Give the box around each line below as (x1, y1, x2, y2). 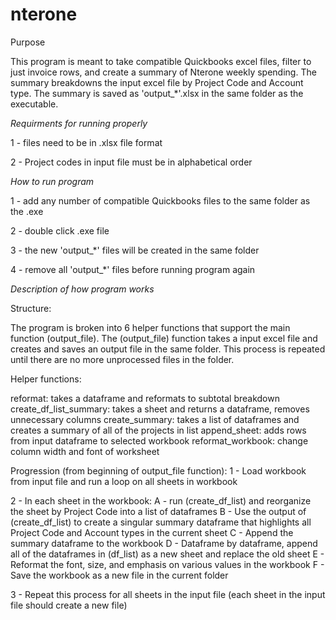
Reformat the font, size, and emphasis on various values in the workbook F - (10, 558, 325, 570)
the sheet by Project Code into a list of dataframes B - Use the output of (10, 505, 307, 517)
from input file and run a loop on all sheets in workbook (10, 475, 238, 487)
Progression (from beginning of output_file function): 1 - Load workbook (10, 464, 307, 477)
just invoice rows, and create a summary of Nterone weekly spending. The (10, 66, 317, 78)
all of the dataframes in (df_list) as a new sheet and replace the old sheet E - (10, 548, 325, 560)
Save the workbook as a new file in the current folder (10, 569, 229, 581)
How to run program (10, 175, 95, 187)
